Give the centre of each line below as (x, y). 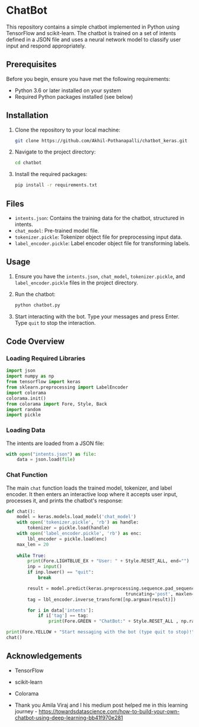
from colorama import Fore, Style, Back (57, 404)
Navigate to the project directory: (55, 152)
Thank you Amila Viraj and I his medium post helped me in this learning (101, 705)
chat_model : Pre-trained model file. (57, 231)
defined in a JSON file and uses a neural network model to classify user (94, 39)
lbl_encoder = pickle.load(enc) (68, 539)
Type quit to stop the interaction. (55, 322)
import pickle (24, 415)
